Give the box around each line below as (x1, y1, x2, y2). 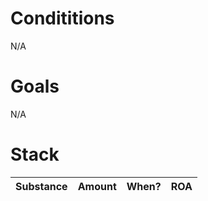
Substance (15, 179, 68, 193)
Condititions (10, 7, 115, 30)
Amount (77, 179, 117, 193)
